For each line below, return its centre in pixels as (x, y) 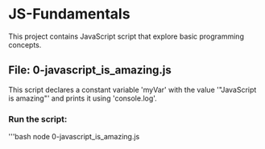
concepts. (25, 44)
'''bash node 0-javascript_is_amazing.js (74, 137)
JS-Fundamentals (69, 14)
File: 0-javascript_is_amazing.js (90, 70)
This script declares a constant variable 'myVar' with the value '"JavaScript (132, 89)
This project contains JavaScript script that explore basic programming (126, 36)
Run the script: (38, 119)
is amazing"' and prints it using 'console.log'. (83, 98)
